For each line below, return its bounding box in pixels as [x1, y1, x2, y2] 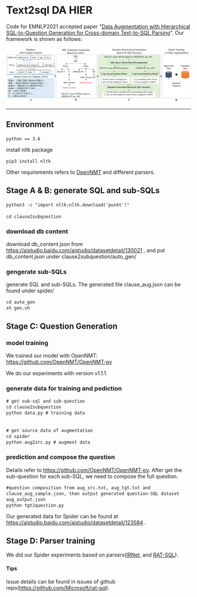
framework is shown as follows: [6, 35, 83, 42]
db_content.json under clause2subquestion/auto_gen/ [6, 253, 137, 260]
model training [6, 339, 49, 347]
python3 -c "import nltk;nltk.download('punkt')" [6, 202, 130, 208]
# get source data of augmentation [6, 428, 93, 434]
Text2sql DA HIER [6, 4, 93, 17]
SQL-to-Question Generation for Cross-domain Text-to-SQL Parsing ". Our [6, 29, 185, 36]
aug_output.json [6, 497, 46, 502]
